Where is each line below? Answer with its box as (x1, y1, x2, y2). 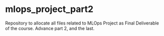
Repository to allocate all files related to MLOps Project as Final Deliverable (5, 20, 160, 26)
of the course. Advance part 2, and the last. (5, 25, 95, 31)
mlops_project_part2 (5, 3, 94, 15)
